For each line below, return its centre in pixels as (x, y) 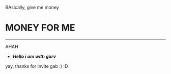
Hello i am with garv (34, 56)
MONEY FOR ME (40, 28)
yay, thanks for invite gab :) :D (37, 66)
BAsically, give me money (32, 7)
